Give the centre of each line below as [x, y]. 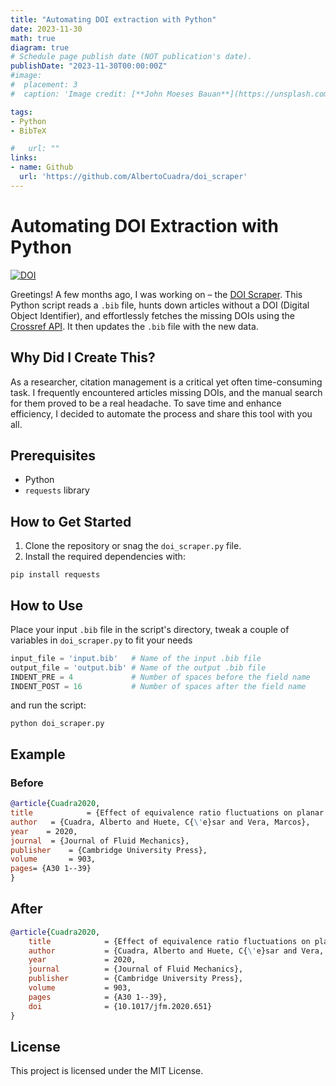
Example [38, 754]
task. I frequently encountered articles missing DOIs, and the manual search [166, 392]
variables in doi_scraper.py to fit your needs [101, 640]
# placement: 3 [44, 85]
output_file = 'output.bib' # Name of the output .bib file [138, 667]
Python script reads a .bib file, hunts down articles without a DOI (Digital [160, 305]
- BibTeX [28, 131]
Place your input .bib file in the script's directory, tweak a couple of [150, 629]
